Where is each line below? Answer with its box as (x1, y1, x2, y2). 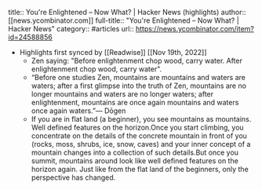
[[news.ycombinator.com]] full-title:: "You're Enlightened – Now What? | (8, 16, 239, 25)
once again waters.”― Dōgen (31, 106, 126, 115)
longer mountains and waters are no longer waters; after (31, 90, 214, 98)
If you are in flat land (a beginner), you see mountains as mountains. (31, 115, 252, 123)
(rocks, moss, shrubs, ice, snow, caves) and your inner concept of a (31, 140, 251, 148)
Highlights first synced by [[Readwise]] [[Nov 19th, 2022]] (19, 48, 207, 57)
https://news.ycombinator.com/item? (135, 24, 255, 33)
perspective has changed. (31, 173, 116, 182)
